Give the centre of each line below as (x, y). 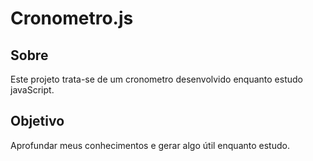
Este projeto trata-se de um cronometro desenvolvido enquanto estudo (156, 79)
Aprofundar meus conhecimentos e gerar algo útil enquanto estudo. (150, 145)
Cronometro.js (72, 18)
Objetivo (37, 121)
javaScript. (32, 90)
